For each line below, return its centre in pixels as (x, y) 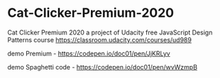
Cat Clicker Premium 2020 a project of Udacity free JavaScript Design (110, 32)
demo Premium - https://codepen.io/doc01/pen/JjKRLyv (89, 53)
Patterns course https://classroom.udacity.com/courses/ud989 (99, 39)
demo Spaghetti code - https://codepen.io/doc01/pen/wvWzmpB (102, 67)
